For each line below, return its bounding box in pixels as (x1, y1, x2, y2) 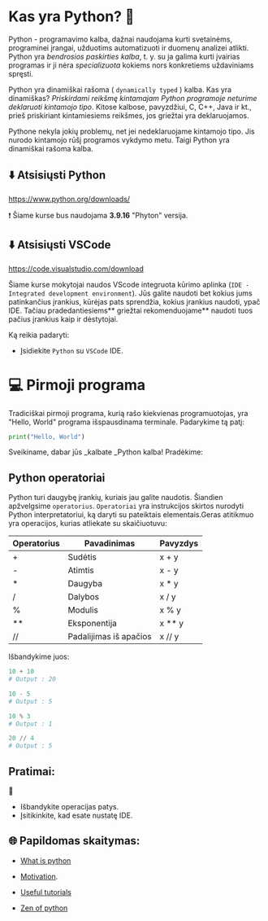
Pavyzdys (159, 537, 199, 549)
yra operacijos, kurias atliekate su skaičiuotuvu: (8, 519, 168, 528)
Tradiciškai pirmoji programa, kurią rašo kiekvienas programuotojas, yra (8, 408, 249, 418)
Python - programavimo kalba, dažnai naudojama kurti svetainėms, (8, 34, 233, 44)
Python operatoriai (8, 471, 106, 485)
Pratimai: (8, 765, 55, 778)
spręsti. (8, 68, 34, 78)
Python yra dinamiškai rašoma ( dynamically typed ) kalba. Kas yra (8, 85, 232, 94)
